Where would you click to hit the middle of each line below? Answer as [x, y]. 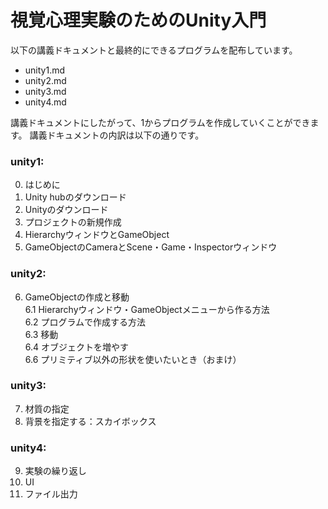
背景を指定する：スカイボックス [90, 421]
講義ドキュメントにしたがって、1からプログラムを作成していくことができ [160, 122]
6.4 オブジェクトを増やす [77, 347]
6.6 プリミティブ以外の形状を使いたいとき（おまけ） [133, 359]
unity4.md [45, 102]
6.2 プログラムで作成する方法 [85, 322]
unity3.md [45, 91]
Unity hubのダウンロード [75, 197]
